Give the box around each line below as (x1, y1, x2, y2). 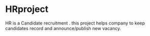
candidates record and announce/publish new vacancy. (5, 25, 122, 31)
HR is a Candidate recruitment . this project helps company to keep (5, 20, 145, 26)
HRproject (5, 3, 49, 15)
